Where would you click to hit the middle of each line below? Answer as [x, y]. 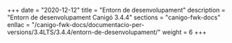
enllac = [19, 25]
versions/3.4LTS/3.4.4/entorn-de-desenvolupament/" [84, 32]
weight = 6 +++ [184, 32]
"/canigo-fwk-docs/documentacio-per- [88, 25]
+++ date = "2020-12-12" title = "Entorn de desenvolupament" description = [116, 10]
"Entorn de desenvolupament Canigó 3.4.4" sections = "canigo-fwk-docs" [114, 17]
